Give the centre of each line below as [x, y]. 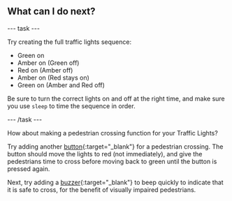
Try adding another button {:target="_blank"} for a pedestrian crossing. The [115, 147]
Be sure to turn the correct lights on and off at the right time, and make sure [116, 98]
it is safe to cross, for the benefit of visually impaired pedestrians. [102, 189]
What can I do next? [51, 12]
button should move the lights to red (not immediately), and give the [105, 154]
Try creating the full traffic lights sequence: [69, 42]
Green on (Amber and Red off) [61, 85]
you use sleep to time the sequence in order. [71, 106]
